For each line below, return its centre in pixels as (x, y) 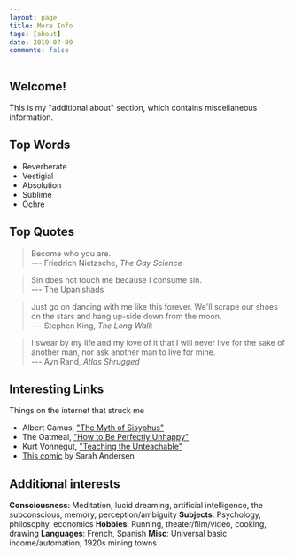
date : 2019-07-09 (41, 42)
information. (31, 117)
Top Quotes (42, 232)
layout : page (33, 17)
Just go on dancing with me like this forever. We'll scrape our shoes (155, 306)
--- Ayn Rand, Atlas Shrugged (85, 361)
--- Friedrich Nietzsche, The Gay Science (107, 263)
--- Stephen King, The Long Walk (92, 326)
